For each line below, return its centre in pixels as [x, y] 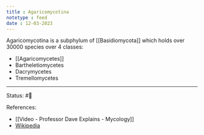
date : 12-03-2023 [29, 23]
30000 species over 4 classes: [45, 47]
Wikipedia [28, 126]
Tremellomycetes [37, 78]
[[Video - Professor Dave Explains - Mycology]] [75, 119]
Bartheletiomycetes [39, 65]
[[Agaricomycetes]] [39, 59]
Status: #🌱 [19, 95]
